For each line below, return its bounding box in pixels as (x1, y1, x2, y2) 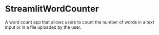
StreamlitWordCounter (5, 3, 99, 14)
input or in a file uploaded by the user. (5, 24, 81, 30)
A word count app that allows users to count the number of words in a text (5, 19, 155, 25)
